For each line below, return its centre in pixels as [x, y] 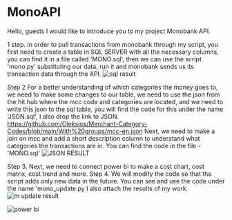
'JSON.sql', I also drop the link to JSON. [63, 116]
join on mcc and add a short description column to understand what [104, 138]
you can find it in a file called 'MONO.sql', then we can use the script [104, 59]
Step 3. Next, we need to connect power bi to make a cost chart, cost [106, 166]
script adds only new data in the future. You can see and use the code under [116, 181]
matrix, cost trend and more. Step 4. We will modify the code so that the [109, 174]
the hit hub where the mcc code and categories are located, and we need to [115, 101]
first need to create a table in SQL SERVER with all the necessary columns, [113, 52]
